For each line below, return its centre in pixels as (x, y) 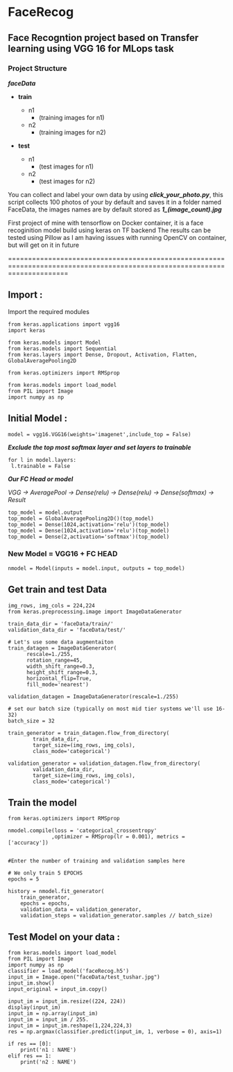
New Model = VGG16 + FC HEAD (63, 554)
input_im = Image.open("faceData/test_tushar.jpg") (84, 977)
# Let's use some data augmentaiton (61, 642)
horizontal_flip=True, (59, 678)
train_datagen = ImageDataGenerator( (62, 648)
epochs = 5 (24, 879)
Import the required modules (49, 311)
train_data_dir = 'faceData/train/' (61, 624)
